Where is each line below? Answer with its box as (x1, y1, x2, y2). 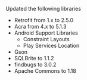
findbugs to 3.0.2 (14, 61, 57, 68)
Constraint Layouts (23, 36, 70, 42)
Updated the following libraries (5, 5, 82, 12)
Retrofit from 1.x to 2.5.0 (14, 17, 74, 23)
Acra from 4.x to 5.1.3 (14, 23, 67, 30)
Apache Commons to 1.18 (14, 67, 77, 74)
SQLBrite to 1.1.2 (14, 55, 54, 61)
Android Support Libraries (14, 29, 78, 36)
